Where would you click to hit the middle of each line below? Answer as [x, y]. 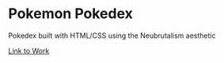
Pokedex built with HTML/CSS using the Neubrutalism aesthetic [112, 35]
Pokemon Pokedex [70, 14]
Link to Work [29, 50]
